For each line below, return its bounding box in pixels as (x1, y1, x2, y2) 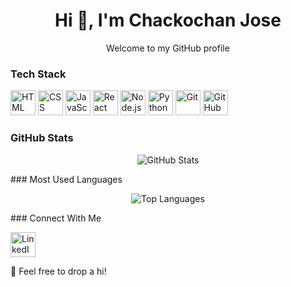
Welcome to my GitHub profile (106, 42, 230, 54)
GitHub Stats (10, 131, 74, 145)
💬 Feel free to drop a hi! (10, 265, 107, 277)
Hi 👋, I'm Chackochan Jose (54, 9, 282, 32)
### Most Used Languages (10, 173, 123, 185)
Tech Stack (10, 67, 67, 81)
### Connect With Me (10, 212, 102, 224)
